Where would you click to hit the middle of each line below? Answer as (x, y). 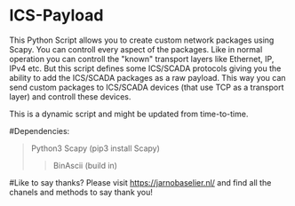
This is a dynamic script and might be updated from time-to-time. (129, 114)
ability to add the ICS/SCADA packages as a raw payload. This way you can (147, 77)
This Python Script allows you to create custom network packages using (142, 40)
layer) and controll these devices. (70, 96)
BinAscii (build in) (85, 165)
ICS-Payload (56, 16)
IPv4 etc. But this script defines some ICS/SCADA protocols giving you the (145, 68)
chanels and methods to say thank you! (81, 192)
